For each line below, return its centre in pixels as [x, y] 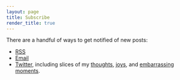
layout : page [23, 12]
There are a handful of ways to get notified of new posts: [77, 40]
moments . [27, 71]
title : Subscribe [28, 17]
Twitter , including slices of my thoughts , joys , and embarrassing [94, 64]
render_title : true [31, 23]
